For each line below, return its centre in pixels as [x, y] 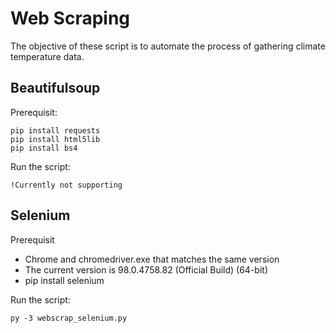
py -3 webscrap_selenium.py [69, 318]
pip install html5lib [55, 139]
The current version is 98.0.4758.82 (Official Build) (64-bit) [146, 269]
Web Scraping [70, 18]
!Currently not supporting [66, 185]
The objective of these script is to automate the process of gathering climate [168, 46]
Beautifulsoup [55, 88]
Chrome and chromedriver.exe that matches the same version [152, 259]
